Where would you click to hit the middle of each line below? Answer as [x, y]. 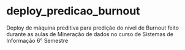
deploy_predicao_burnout [73, 11]
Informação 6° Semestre [37, 40]
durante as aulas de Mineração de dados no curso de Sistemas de [90, 34]
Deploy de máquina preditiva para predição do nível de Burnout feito [93, 28]
